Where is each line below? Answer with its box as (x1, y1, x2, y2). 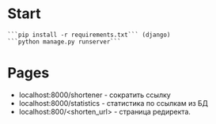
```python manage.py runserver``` (7, 37, 122, 46)
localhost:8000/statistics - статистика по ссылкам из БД (18, 98, 209, 107)
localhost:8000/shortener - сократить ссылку (18, 90, 171, 100)
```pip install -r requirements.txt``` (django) (7, 31, 171, 39)
